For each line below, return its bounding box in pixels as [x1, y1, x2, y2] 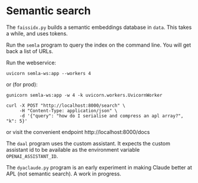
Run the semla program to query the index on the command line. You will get [6, 41, 191, 48]
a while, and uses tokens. [6, 30, 68, 37]
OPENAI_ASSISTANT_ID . [6, 152, 59, 159]
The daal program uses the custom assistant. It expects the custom [6, 140, 170, 147]
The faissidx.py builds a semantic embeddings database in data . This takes [6, 24, 192, 31]
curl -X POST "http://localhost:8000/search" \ [6, 102, 126, 109]
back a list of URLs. [6, 47, 53, 54]
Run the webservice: [6, 59, 56, 66]
